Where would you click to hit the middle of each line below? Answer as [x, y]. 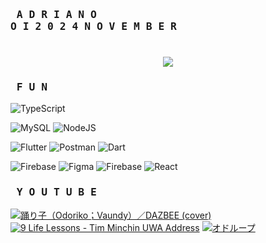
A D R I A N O [56, 14]
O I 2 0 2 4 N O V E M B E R [93, 26]
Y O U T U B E [56, 192]
